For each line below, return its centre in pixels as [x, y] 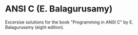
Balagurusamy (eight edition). [35, 27]
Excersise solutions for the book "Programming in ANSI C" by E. [69, 22]
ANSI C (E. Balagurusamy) [59, 9]
